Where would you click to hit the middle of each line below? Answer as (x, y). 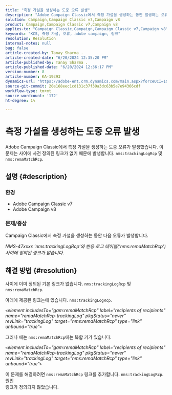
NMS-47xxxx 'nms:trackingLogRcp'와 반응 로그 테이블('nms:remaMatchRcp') (86, 247)
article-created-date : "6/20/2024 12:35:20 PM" (57, 58)
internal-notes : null (28, 43)
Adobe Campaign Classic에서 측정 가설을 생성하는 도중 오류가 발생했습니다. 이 (84, 147)
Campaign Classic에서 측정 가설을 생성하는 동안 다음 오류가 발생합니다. (77, 235)
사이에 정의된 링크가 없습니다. (35, 253)
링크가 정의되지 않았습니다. (32, 387)
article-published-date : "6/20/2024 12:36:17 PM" (59, 67)
